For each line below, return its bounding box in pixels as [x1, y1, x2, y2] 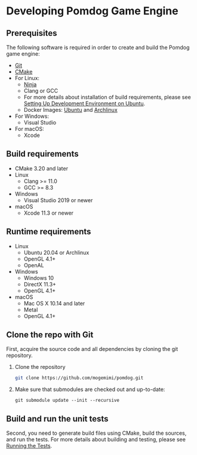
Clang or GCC [23, 87, 59, 94]
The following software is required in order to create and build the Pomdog [6, 44, 190, 51]
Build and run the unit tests [6, 414, 109, 424]
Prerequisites [6, 28, 57, 38]
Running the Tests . [6, 442, 53, 450]
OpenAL [23, 261, 44, 268]
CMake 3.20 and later [14, 164, 69, 172]
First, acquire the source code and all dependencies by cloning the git [6, 346, 178, 353]
